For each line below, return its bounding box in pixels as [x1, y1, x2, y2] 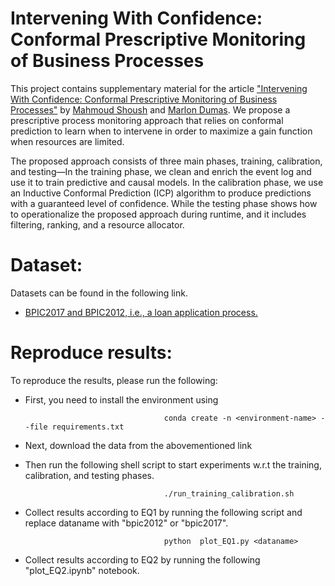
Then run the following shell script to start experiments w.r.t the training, [24, 458, 322, 471]
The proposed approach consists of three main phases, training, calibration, [10, 155, 323, 167]
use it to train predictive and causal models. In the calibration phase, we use [10, 176, 324, 188]
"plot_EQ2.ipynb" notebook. [24, 564, 140, 576]
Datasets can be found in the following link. [10, 287, 188, 299]
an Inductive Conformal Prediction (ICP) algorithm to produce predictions [10, 187, 312, 199]
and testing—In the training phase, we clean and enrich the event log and [10, 165, 312, 177]
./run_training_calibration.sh [163, 488, 295, 499]
